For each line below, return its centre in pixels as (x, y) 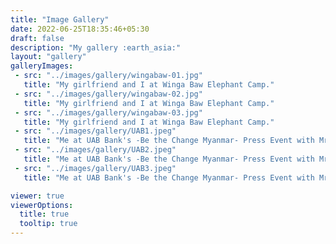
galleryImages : (42, 66)
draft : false (37, 38)
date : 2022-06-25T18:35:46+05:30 (80, 29)
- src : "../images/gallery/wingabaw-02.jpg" (108, 94)
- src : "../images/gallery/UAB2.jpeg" (95, 150)
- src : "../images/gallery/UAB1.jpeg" (95, 131)
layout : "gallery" (48, 57)
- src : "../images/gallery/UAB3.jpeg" (95, 168)
